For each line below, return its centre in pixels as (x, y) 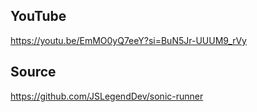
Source (33, 72)
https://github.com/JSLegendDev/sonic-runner (107, 96)
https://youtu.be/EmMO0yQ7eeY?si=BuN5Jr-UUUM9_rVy (128, 40)
